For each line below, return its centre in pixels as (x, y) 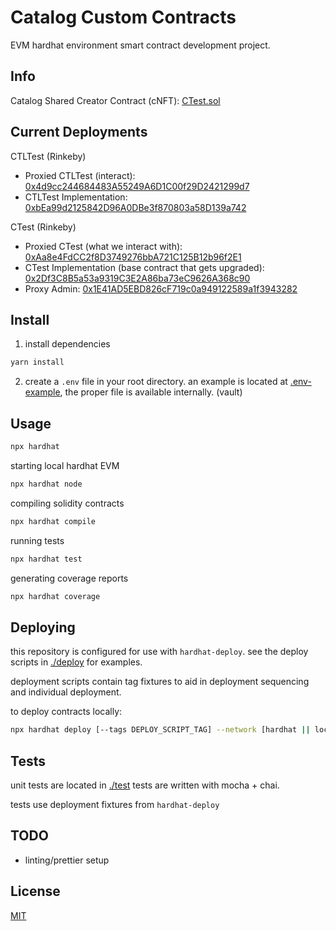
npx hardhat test (46, 559)
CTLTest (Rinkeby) (48, 156)
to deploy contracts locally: (66, 712)
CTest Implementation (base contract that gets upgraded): (144, 267)
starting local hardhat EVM (65, 465)
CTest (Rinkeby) (43, 227)
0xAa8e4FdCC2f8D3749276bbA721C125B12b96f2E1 (133, 257)
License (35, 891)
